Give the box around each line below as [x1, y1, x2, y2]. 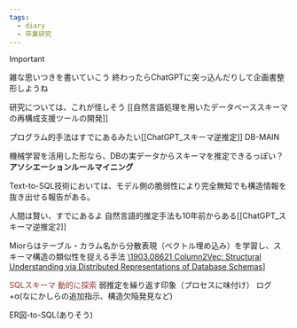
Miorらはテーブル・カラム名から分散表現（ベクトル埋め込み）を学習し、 [9, 240, 274, 251]
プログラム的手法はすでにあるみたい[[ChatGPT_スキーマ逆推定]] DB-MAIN [9, 132, 280, 143]
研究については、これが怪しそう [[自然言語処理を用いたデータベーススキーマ [9, 102, 288, 113]
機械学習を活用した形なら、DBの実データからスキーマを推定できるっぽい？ [9, 151, 284, 161]
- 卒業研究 [17, 29, 52, 38]
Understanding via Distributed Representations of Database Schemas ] [9, 262, 266, 272]
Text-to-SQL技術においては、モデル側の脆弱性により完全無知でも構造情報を [9, 181, 287, 191]
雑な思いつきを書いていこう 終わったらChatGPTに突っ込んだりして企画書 [9, 72, 277, 82]
